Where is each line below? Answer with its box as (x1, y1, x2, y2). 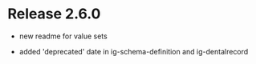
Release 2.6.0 (7, 5, 101, 23)
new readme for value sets (18, 31, 108, 41)
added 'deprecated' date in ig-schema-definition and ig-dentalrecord (18, 46, 249, 56)
